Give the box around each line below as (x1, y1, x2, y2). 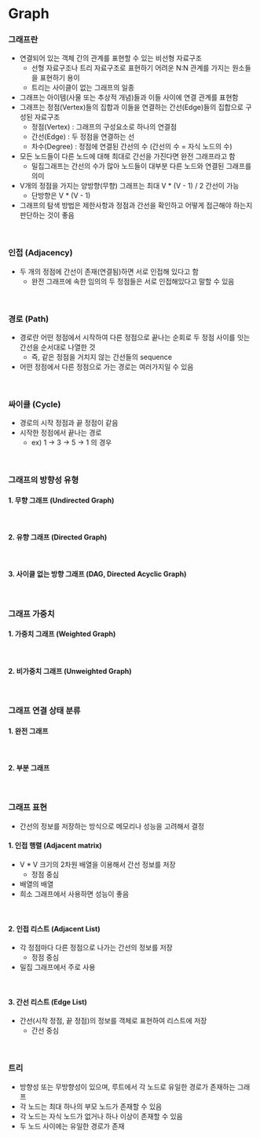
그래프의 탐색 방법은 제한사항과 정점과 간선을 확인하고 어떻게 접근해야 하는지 (19, 201, 253, 210)
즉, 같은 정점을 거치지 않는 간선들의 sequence (31, 353, 173, 362)
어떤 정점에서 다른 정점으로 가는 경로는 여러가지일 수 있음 (19, 362, 194, 371)
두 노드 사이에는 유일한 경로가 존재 (19, 1121, 125, 1131)
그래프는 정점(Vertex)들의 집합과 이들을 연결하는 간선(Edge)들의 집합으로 (19, 103, 244, 112)
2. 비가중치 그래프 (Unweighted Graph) (8, 666, 132, 675)
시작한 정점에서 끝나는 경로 (19, 428, 102, 437)
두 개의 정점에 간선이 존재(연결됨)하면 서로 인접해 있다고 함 (19, 266, 199, 276)
